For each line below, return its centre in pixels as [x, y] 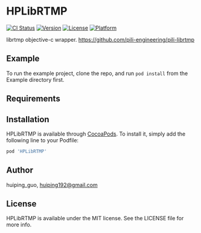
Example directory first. [35, 79]
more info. [19, 225]
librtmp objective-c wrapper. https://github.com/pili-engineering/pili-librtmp [101, 39]
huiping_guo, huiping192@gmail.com [52, 185]
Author [20, 170]
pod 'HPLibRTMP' [27, 151]
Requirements [33, 99]
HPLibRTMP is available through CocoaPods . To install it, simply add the [96, 134]
